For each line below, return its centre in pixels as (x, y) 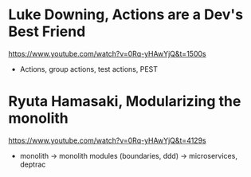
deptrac (33, 164)
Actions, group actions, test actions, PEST (88, 69)
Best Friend (47, 31)
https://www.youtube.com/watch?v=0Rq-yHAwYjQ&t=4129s (107, 140)
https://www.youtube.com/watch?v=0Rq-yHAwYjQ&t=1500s (107, 53)
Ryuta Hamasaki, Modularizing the (125, 102)
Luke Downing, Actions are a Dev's (126, 15)
